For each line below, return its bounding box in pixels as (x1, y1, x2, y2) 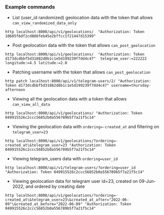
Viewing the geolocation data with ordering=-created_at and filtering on (12, 124, 160, 130)
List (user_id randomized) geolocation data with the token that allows (12, 15, 153, 21)
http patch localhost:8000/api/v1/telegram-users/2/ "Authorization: (5, 79, 152, 84)
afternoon (5, 87, 26, 92)
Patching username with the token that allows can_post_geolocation (12, 69, 151, 75)
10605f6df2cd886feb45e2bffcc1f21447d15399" (5, 34, 96, 39)
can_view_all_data (12, 102, 50, 107)
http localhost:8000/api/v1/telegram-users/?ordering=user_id (5, 165, 136, 171)
